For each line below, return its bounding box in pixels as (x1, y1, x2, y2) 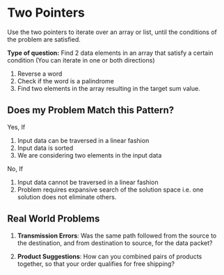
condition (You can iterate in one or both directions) (7, 56, 155, 64)
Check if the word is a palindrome (17, 76, 115, 85)
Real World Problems (7, 213, 100, 225)
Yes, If (7, 123, 26, 131)
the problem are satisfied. (7, 35, 81, 43)
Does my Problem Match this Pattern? (7, 104, 175, 116)
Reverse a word (17, 69, 63, 78)
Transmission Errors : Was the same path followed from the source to (17, 231, 217, 240)
